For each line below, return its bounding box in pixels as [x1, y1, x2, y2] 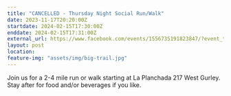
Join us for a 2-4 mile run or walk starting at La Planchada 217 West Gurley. [7, 73, 221, 82]
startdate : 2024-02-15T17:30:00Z [7, 23, 103, 29]
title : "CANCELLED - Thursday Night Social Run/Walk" [7, 10, 165, 17]
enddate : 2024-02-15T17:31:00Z [7, 29, 97, 36]
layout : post [7, 42, 45, 49]
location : [7, 49, 36, 56]
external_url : [7, 36, 48, 43]
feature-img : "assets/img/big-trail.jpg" [7, 55, 128, 62]
